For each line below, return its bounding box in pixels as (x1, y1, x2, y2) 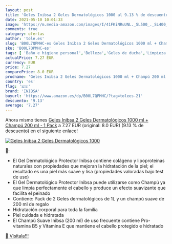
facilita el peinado (12, 190, 50, 196)
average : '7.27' (5, 103, 40, 108)
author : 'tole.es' (5, 36, 45, 42)
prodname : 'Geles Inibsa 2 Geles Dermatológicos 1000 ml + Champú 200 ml (5, 74, 166, 79)
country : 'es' (5, 79, 36, 84)
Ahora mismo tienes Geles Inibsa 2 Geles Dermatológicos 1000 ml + (5, 117, 148, 123)
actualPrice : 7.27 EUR (5, 55, 54, 60)
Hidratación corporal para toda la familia (12, 207, 98, 213)
